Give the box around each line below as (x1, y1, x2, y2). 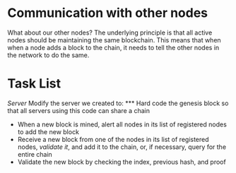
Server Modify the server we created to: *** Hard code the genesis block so (7, 99, 229, 107)
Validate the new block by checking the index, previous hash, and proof (17, 157, 226, 166)
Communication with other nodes (7, 5, 208, 21)
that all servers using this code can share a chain (7, 106, 151, 114)
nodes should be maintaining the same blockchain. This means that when (7, 35, 221, 44)
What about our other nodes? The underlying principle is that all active (7, 28, 213, 37)
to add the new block (17, 127, 80, 136)
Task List (7, 76, 61, 92)
